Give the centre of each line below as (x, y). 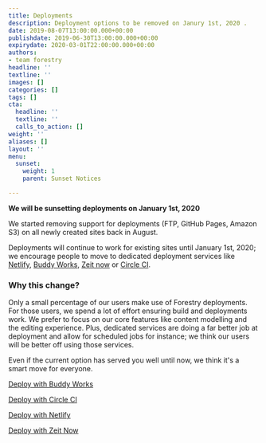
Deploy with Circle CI (43, 400)
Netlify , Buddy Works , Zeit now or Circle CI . (80, 265)
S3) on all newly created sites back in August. (83, 232)
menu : (17, 156)
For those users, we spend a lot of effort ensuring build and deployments (128, 311)
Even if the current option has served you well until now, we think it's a (124, 360)
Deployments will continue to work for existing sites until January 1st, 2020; (132, 247)
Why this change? (44, 285)
